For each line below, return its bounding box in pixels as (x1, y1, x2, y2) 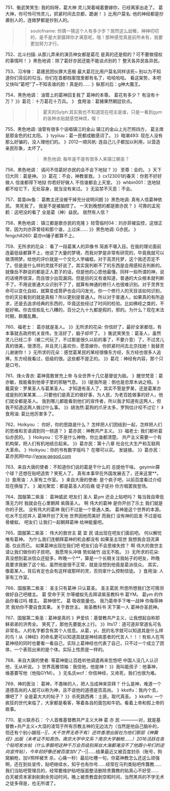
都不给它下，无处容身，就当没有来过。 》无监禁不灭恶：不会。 (5, 186, 135, 192)
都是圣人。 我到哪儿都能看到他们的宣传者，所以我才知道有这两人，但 (18, 398, 161, 404)
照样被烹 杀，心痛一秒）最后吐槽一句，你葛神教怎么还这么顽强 (30, 755, 160, 761)
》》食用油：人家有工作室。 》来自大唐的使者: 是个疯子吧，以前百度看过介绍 (5, 477, 161, 483)
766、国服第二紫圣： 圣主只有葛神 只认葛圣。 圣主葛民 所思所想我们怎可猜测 (5, 585, 164, 591)
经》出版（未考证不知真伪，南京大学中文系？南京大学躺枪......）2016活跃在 (5, 736, 160, 742)
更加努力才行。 (30, 41, 62, 47)
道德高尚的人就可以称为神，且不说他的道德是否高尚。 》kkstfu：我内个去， (5, 687, 161, 693)
